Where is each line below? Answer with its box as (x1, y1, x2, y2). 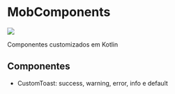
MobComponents (7, 4, 111, 20)
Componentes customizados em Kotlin (7, 40, 119, 49)
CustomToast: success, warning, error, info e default (17, 79, 169, 87)
